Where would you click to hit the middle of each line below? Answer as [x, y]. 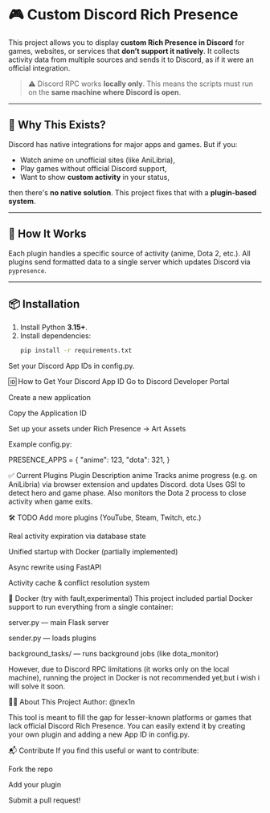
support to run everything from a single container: [91, 607]
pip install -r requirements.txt [76, 351]
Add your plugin [35, 785]
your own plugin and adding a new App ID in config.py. [99, 734]
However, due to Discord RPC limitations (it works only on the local [119, 669]
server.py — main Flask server [59, 623]
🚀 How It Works [47, 234]
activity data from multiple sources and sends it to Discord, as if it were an [131, 59]
